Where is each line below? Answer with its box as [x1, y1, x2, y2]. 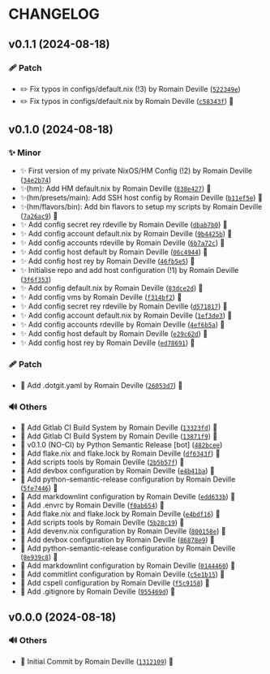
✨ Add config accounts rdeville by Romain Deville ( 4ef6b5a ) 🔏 [19, 319, 225, 329]
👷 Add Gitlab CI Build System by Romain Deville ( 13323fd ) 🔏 [19, 423, 218, 433]
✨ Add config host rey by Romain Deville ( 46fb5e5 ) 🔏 [19, 256, 195, 266]
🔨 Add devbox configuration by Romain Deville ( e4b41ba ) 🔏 [19, 466, 215, 476]
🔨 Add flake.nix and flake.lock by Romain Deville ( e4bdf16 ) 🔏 [19, 509, 221, 519]
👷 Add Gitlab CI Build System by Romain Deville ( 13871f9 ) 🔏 [19, 431, 218, 441]
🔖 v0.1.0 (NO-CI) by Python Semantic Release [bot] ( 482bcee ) [19, 440, 223, 450]
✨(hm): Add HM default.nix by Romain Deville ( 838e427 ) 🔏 [19, 184, 212, 193]
